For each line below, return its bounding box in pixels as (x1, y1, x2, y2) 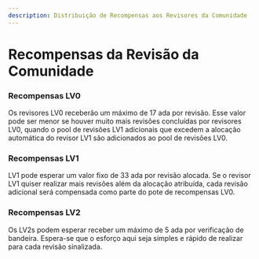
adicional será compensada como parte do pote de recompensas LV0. (8, 187, 235, 197)
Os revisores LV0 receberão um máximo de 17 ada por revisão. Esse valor (8, 108, 246, 118)
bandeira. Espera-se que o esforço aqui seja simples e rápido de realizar (8, 233, 243, 242)
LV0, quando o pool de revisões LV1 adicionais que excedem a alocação (8, 125, 241, 135)
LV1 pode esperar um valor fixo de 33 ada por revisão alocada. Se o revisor (8, 171, 251, 180)
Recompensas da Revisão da (8, 45, 199, 63)
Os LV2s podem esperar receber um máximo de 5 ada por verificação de (8, 225, 245, 235)
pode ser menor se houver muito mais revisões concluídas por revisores (8, 117, 242, 126)
